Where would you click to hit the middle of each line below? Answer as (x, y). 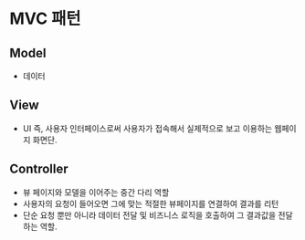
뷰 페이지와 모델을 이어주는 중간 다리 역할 (96, 192)
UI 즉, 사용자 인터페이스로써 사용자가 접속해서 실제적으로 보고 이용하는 (147, 128)
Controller (39, 169)
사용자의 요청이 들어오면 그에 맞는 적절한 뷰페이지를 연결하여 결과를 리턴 (151, 203)
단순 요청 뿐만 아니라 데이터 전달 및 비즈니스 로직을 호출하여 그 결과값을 (149, 214)
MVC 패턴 (45, 19)
